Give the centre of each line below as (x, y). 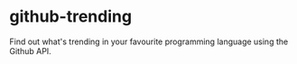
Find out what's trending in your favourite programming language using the (149, 41)
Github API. (30, 50)
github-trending (71, 17)
